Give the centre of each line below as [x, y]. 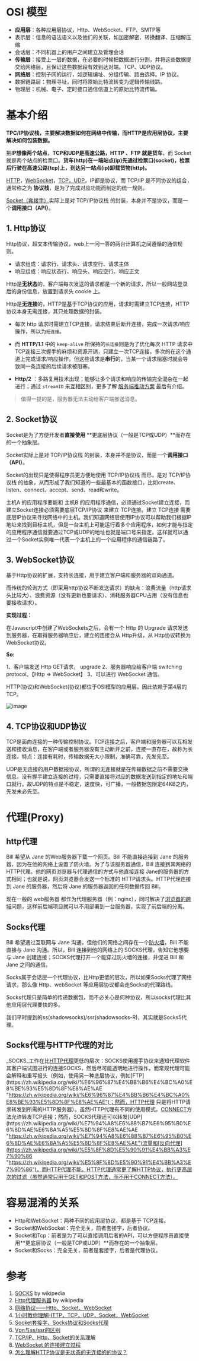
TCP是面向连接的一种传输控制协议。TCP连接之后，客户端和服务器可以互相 [97, 742]
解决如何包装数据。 [30, 140]
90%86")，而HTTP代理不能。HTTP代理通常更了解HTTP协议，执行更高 [101, 1169]
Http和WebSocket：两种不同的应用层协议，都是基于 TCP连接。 [92, 1220]
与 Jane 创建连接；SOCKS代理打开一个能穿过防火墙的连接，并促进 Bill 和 [95, 957]
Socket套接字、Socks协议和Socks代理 [62, 1322]
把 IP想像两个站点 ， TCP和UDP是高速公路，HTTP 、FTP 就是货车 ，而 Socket [99, 153]
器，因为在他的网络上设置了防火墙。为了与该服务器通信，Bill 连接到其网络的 [99, 864]
